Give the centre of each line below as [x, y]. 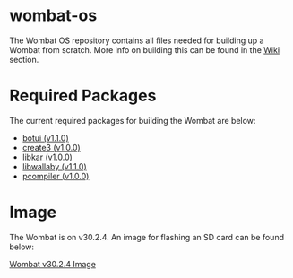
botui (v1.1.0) [45, 138]
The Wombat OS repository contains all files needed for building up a [137, 40]
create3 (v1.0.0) [51, 147]
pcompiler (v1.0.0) [56, 176]
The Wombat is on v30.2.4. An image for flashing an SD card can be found [147, 237]
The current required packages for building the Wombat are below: [133, 120]
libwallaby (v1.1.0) [54, 166]
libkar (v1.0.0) [47, 157]
